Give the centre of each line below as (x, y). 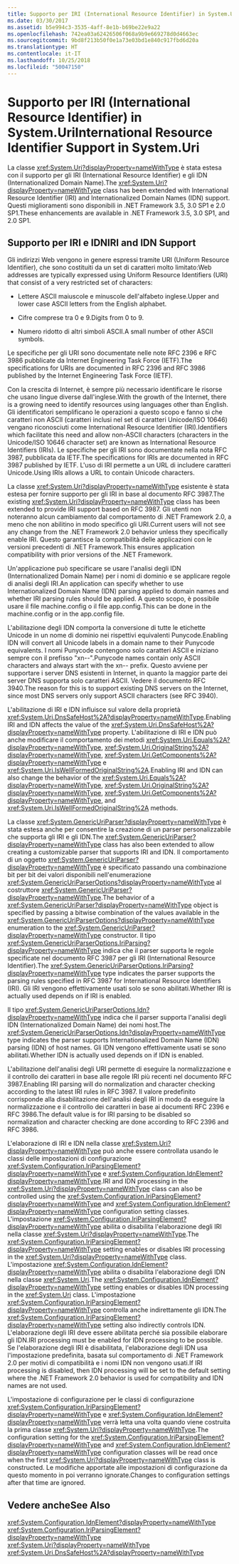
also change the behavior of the (54, 778)
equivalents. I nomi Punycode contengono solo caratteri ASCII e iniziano (113, 651)
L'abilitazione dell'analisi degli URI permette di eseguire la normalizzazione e (119, 1069)
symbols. (31, 339)
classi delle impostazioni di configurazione (70, 1159)
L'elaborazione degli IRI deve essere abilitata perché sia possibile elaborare (117, 1332)
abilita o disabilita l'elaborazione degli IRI (162, 1227)
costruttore (24, 890)
